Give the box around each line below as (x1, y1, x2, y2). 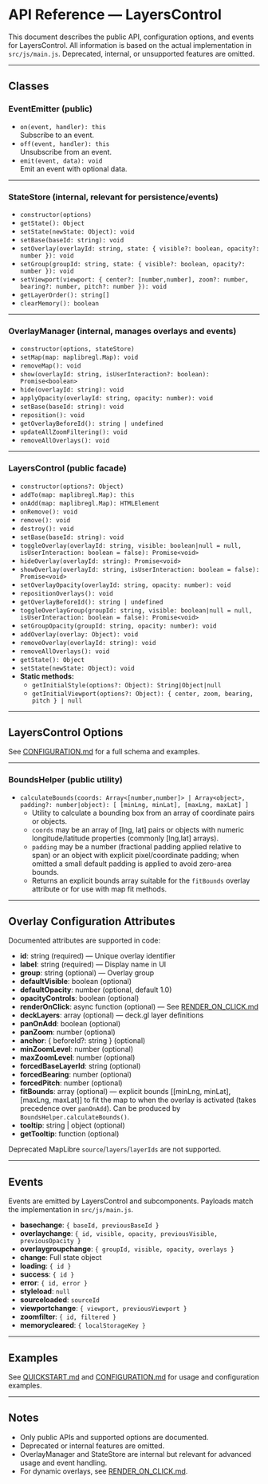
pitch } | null (31, 696, 82, 705)
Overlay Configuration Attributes (8, 915, 175, 928)
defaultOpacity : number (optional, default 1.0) (19, 985, 172, 994)
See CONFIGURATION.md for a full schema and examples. (8, 747, 201, 757)
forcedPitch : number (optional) (19, 1078, 123, 1088)
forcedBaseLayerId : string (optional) (19, 1061, 141, 1071)
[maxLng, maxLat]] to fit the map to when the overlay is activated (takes (19, 1095, 257, 1105)
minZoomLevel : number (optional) (19, 1045, 134, 1054)
